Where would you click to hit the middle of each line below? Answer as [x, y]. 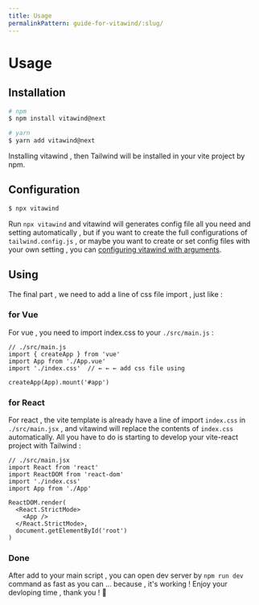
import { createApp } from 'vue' [64, 354]
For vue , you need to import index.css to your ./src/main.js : [111, 332]
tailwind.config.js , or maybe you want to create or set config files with [129, 241]
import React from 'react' [53, 467]
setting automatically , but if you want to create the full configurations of [128, 232]
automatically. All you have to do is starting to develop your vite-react [123, 437]
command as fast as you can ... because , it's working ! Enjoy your [118, 584]
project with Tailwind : [45, 446]
